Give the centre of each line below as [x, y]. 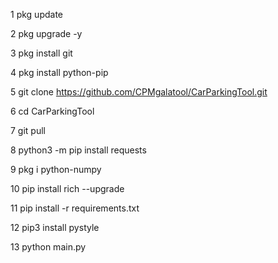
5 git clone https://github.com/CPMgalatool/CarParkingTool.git [139, 92]
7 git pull [28, 130]
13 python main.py [48, 247]
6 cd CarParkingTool [52, 111]
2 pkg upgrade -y [46, 33]
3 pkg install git [41, 53]
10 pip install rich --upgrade [67, 188]
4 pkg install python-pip [59, 72]
